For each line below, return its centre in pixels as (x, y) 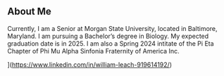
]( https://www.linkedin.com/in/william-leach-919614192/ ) (90, 64)
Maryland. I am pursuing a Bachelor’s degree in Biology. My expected (108, 36)
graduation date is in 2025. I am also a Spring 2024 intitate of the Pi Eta (111, 43)
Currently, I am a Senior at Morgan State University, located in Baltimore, (112, 28)
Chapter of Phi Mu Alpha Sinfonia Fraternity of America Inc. (93, 51)
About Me (29, 12)
